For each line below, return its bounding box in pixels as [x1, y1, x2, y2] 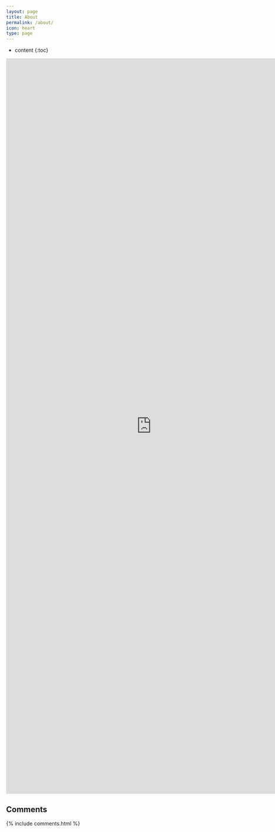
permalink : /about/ [6, 19, 54, 25]
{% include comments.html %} [6, 820, 81, 827]
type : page [6, 31, 33, 36]
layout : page [6, 8, 38, 15]
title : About [6, 14, 38, 20]
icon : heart [6, 25, 35, 31]
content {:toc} [14, 46, 49, 54]
